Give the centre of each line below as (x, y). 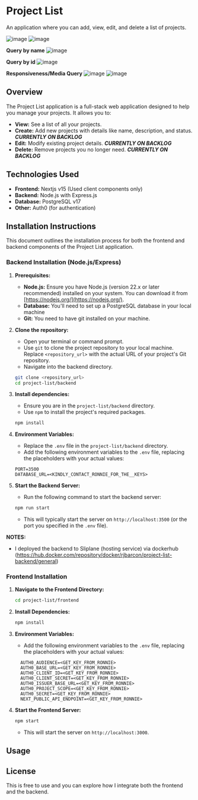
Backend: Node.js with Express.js (56, 195)
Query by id (21, 62)
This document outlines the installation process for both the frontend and (95, 241)
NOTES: (16, 537)
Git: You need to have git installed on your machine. (87, 318)
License (21, 771)
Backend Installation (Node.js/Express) (64, 263)
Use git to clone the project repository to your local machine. (98, 347)
